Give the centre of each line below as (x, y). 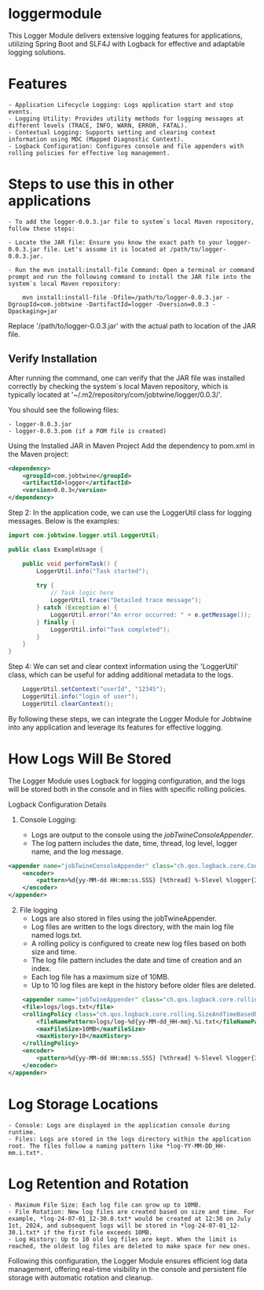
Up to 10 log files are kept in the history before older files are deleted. (143, 985)
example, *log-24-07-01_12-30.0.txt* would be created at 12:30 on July (130, 1218)
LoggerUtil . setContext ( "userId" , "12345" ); (95, 689)
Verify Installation (53, 359)
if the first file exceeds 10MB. (98, 1232)
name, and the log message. (77, 851)
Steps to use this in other (91, 184)
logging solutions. (37, 52)
